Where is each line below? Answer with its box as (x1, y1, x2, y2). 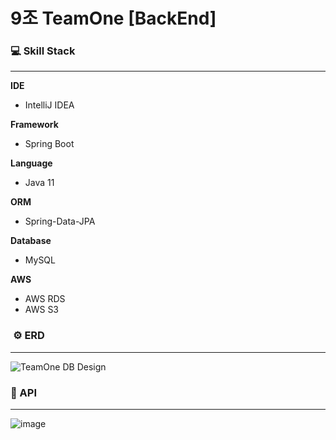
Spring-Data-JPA (24, 215, 96, 228)
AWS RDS (24, 293, 66, 305)
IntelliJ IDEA (24, 99, 75, 111)
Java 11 (24, 177, 55, 189)
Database (10, 235, 52, 247)
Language (10, 157, 53, 169)
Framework (10, 119, 59, 131)
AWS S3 (24, 304, 60, 316)
